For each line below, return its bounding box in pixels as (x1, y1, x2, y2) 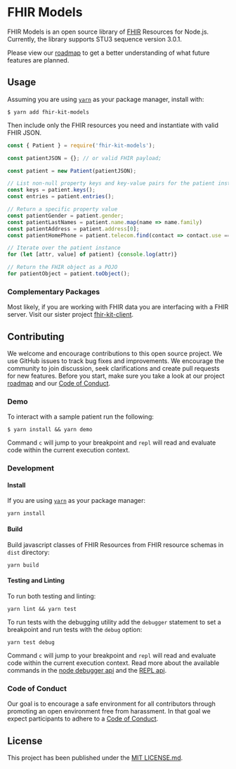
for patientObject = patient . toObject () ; (7, 270, 131, 277)
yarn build (7, 561, 39, 569)
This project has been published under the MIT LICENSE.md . (7, 753, 183, 762)
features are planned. (7, 55, 70, 64)
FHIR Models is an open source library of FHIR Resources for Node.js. (7, 27, 209, 36)
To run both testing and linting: (7, 591, 96, 600)
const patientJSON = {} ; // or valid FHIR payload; (7, 155, 162, 162)
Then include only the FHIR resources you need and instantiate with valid (7, 121, 219, 129)
